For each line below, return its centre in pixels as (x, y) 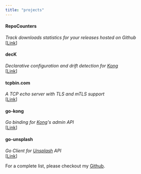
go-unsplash (19, 140)
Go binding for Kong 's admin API (40, 122)
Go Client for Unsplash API (33, 151)
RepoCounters (21, 26)
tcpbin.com (18, 83)
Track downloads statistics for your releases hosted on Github (71, 37)
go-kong (15, 111)
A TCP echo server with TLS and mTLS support (55, 94)
